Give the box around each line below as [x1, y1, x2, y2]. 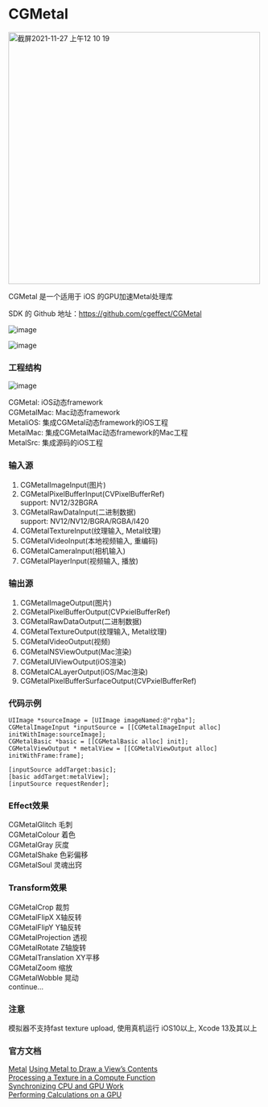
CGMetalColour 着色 [8, 830, 76, 839]
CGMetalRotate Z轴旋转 [8, 943, 87, 952]
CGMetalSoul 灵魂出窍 [8, 860, 83, 870]
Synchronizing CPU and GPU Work [8, 1081, 124, 1091]
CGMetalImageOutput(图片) [19, 597, 113, 607]
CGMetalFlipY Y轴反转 [8, 922, 82, 932]
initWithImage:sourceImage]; [8, 730, 106, 739]
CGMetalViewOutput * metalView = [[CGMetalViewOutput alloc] [8, 745, 218, 753]
